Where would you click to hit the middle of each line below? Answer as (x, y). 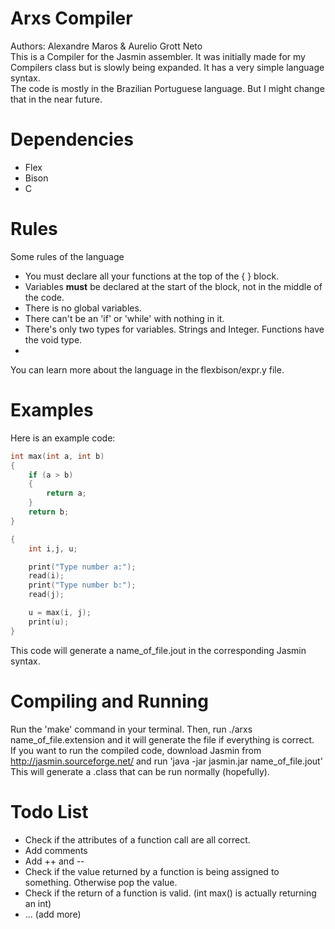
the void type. (53, 339)
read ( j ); (46, 595)
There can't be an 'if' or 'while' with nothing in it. (124, 318)
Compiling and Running (109, 701)
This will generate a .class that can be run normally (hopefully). (140, 771)
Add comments (56, 850)
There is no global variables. (83, 308)
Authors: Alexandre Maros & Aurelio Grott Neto (106, 46)
